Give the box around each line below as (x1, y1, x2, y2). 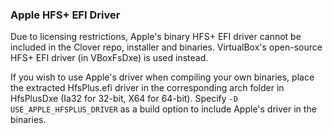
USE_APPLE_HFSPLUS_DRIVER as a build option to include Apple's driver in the (10, 103, 317, 115)
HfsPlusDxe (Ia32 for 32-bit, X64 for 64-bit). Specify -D (10, 93, 238, 105)
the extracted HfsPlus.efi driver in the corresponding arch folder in (10, 82, 285, 94)
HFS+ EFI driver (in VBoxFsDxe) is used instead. (10, 52, 209, 64)
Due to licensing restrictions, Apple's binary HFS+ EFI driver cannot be (10, 31, 302, 43)
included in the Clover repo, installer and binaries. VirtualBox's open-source (10, 41, 323, 53)
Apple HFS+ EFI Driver (10, 8, 121, 22)
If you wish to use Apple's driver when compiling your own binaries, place (10, 71, 315, 83)
